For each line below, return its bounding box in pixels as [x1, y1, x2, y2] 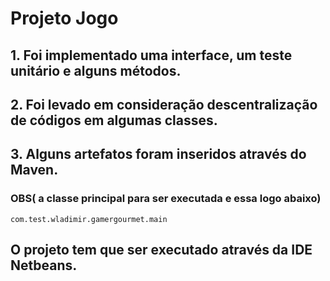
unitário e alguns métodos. [10, 62, 182, 79]
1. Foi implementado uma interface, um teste [10, 47, 293, 64]
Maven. [10, 162, 59, 179]
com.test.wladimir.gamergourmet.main [10, 214, 168, 224]
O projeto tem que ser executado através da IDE [10, 242, 313, 259]
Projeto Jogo [10, 7, 119, 30]
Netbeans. [10, 257, 78, 274]
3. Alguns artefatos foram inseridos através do [10, 146, 307, 163]
